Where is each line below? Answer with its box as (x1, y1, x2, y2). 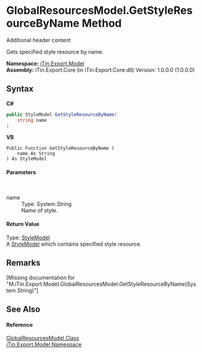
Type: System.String (21, 200, 72, 207)
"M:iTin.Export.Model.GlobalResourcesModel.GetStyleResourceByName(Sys (6, 280, 197, 288)
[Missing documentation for (6, 274, 75, 281)
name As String (17, 150, 55, 157)
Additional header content (6, 36, 71, 43)
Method (81, 16, 122, 30)
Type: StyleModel (6, 234, 50, 241)
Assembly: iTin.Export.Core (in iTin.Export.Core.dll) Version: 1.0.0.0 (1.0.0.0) (6, 66, 195, 73)
